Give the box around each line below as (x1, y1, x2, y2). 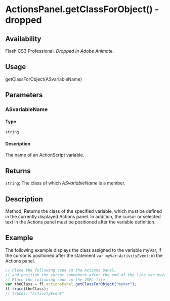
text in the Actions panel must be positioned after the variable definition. (5, 219, 156, 225)
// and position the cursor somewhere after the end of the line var (5, 272, 155, 277)
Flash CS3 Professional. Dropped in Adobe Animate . (5, 48, 114, 54)
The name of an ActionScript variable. (5, 152, 84, 158)
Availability (5, 34, 41, 43)
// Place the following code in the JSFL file (5, 277, 105, 282)
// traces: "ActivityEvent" (5, 291, 65, 296)
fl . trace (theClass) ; (5, 286, 49, 292)
